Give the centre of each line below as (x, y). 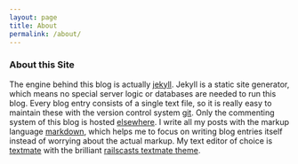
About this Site (42, 65)
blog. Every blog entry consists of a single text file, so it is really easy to (141, 103)
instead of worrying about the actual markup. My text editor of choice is (141, 141)
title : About (33, 26)
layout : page (33, 17)
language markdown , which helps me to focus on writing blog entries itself (146, 131)
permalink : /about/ (45, 34)
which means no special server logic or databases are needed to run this (143, 93)
